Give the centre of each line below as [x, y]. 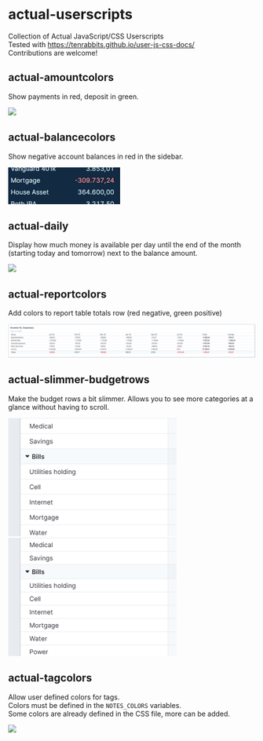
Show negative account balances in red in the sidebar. [96, 156]
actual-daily [38, 226]
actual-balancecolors [62, 138]
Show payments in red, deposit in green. [73, 97]
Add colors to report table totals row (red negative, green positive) [115, 313]
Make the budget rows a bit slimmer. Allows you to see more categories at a [131, 399]
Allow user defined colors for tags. [64, 697]
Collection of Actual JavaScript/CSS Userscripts [86, 36]
